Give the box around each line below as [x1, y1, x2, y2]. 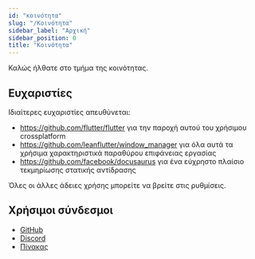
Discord [19, 233, 46, 243]
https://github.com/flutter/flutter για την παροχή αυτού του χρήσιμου [19, 123, 247, 132]
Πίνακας [19, 241, 49, 251]
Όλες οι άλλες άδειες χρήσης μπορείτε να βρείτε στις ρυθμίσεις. [8, 180, 226, 190]
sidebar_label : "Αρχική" [8, 26, 91, 34]
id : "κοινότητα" [8, 11, 62, 20]
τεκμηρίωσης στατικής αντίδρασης [19, 165, 137, 175]
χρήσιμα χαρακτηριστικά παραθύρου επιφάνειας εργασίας [19, 148, 217, 158]
